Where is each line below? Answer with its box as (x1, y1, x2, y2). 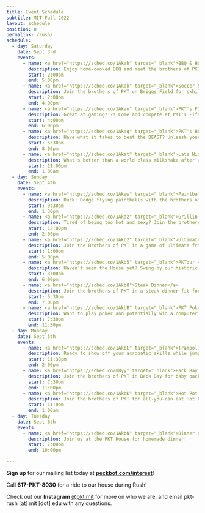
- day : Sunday (12, 174, 48, 181)
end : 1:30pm (28, 208, 59, 214)
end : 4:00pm (28, 100, 59, 106)
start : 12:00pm (28, 225, 67, 231)
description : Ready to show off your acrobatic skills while (28, 350, 187, 357)
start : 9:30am (28, 203, 64, 209)
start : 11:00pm (28, 163, 67, 169)
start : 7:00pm (28, 441, 64, 447)
